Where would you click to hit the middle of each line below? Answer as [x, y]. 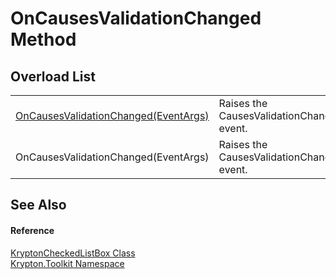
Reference [32, 230]
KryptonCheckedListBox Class [73, 253]
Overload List [53, 76]
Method [43, 39]
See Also [38, 205]
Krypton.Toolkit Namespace [67, 263]
